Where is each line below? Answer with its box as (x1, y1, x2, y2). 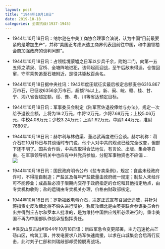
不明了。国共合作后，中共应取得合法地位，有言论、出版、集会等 (21, 146, 152, 152)
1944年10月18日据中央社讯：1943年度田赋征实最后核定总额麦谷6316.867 (12, 82, 160, 87)
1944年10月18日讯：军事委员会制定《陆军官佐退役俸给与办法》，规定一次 (12, 104, 160, 110)
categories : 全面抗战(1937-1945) (5, 21, 71, 26)
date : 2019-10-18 (5, 16, 41, 21)
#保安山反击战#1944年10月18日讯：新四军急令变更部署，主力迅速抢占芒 (12, 226, 159, 232)
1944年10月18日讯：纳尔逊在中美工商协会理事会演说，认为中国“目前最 (12, 35, 155, 41)
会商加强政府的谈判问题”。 (12, 48, 67, 54)
